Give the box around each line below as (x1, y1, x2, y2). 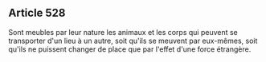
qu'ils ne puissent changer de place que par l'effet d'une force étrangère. (8, 44, 252, 54)
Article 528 (8, 6, 66, 20)
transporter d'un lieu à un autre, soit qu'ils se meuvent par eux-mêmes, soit (8, 36, 258, 45)
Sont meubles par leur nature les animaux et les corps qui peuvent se (8, 27, 239, 37)
